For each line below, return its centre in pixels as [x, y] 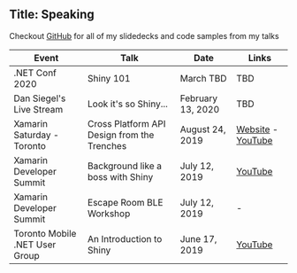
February [199, 98]
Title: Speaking [52, 15]
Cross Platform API [126, 123]
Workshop [109, 214]
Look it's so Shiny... [127, 104]
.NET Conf [35, 73]
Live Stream [38, 109]
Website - [257, 129]
